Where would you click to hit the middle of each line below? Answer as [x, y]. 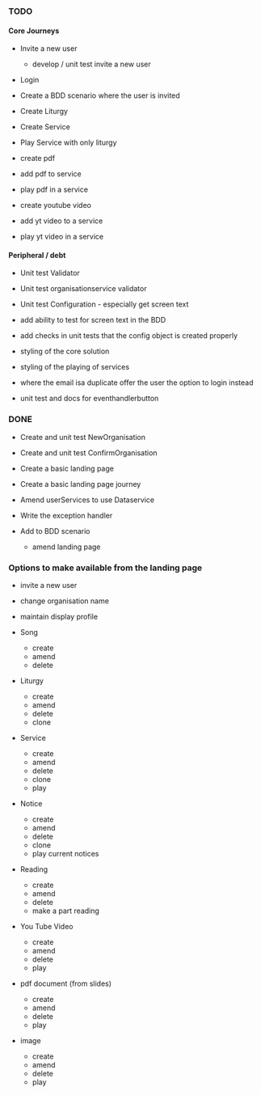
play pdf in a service [54, 190]
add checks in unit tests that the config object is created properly [129, 336]
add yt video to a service [61, 221]
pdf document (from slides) [65, 983]
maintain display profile [59, 616]
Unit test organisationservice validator [83, 289]
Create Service [45, 127]
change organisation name [64, 601]
